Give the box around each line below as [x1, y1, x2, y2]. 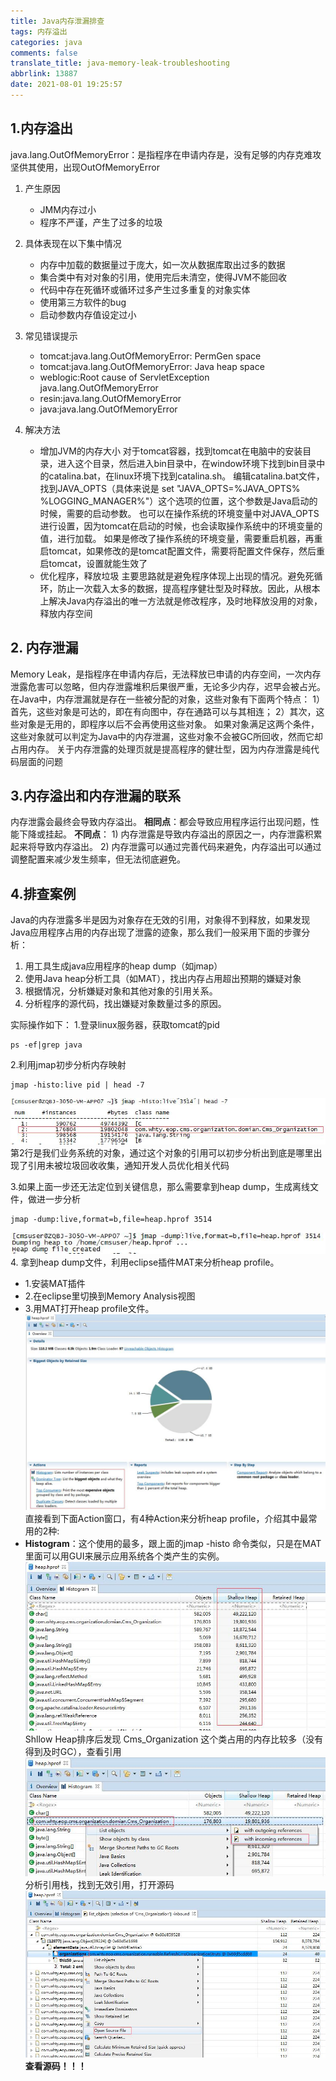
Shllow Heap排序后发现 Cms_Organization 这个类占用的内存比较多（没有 [24, 1733, 324, 1745]
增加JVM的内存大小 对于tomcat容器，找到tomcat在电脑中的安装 [39, 445, 303, 457]
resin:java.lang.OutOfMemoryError [39, 392, 182, 404]
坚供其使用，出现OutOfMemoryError [10, 161, 160, 173]
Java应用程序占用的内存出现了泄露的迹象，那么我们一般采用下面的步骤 [10, 926, 302, 939]
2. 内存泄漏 [10, 640, 79, 657]
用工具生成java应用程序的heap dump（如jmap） [24, 960, 223, 972]
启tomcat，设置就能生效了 [39, 557, 148, 569]
